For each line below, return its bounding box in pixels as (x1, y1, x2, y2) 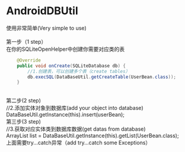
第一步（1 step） (6, 38, 47, 45)
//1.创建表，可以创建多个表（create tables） (27, 68, 130, 75)
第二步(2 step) (6, 97, 42, 104)
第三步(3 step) (6, 118, 42, 125)
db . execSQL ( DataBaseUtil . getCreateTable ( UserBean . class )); (27, 74, 177, 80)
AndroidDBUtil (6, 4, 78, 18)
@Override (17, 57, 42, 63)
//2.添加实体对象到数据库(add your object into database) (6, 105, 143, 112)
